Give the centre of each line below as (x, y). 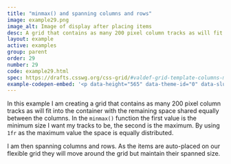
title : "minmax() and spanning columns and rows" (80, 13)
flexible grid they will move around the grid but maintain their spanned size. (114, 154)
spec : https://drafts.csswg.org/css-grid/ (69, 78)
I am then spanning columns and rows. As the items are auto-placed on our (114, 146)
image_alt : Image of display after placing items (80, 26)
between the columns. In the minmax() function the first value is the (102, 119)
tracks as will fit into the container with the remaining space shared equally (113, 111)
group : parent (27, 52)
